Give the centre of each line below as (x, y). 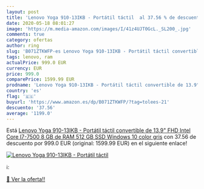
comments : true (25, 35)
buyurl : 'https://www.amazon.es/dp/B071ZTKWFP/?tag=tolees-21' (88, 102)
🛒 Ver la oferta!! (26, 179)
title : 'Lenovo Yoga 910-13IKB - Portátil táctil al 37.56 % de (90, 18)
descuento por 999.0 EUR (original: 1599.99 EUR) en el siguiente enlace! (97, 144)
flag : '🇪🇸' (21, 96)
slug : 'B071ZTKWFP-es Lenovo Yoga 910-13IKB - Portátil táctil (88, 51)
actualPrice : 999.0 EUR (36, 62)
